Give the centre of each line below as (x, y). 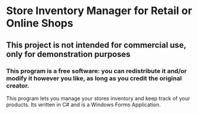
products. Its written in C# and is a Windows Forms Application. (84, 105)
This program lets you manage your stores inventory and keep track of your (98, 98)
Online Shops (40, 23)
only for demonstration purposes (69, 54)
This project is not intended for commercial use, (96, 45)
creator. (18, 85)
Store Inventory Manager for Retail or (99, 11)
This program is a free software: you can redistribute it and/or (97, 71)
